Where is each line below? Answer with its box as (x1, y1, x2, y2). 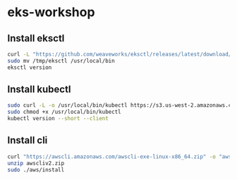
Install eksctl (7, 32, 65, 44)
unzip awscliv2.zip (7, 160, 65, 167)
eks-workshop (7, 4, 95, 20)
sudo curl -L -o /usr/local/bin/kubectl (7, 102, 128, 109)
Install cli (7, 134, 48, 146)
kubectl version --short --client (7, 115, 109, 122)
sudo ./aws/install (7, 166, 65, 173)
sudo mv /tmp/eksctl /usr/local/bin (7, 57, 115, 64)
